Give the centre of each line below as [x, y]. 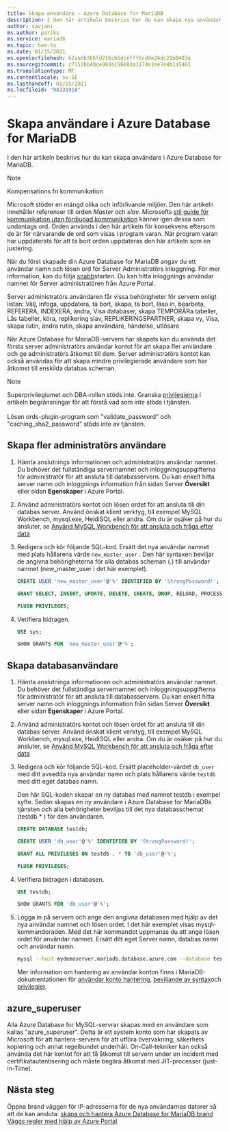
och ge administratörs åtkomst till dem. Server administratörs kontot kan [109, 354]
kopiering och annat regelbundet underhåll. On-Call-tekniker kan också [107, 1047]
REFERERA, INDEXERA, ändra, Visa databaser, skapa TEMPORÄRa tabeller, [112, 311]
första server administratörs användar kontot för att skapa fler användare [110, 346]
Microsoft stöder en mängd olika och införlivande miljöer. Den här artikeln [110, 205]
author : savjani [30, 26]
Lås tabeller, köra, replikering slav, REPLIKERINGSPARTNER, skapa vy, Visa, [113, 319]
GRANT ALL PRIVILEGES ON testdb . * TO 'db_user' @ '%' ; [97, 854]
